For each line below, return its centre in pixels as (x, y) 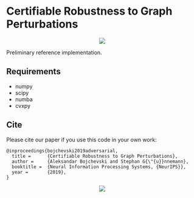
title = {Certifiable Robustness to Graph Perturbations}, (95, 156)
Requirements (33, 72)
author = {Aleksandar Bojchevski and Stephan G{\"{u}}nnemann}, (100, 161)
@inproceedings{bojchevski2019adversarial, (62, 150)
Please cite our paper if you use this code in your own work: (81, 140)
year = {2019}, (39, 172)
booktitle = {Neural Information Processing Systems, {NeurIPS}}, (99, 167)
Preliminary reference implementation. (54, 52)
